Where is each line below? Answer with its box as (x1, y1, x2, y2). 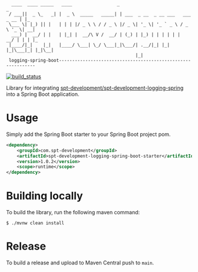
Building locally (6, 190, 84, 203)
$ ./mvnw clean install (6, 220, 65, 226)
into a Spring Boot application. (6, 91, 80, 98)
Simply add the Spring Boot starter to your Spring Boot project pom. (6, 131, 171, 138)
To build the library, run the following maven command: (6, 209, 140, 216)
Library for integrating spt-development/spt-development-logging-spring (6, 84, 184, 91)
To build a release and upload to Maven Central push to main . (6, 259, 154, 266)
